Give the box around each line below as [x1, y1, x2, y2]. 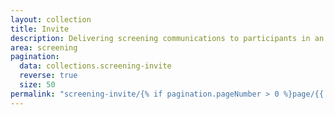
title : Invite [10, 24, 70, 34]
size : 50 [19, 80, 56, 90]
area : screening [10, 42, 78, 53]
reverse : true [19, 71, 78, 81]
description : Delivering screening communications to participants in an [10, 33, 325, 43]
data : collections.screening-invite [19, 61, 172, 71]
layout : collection [10, 14, 92, 25]
